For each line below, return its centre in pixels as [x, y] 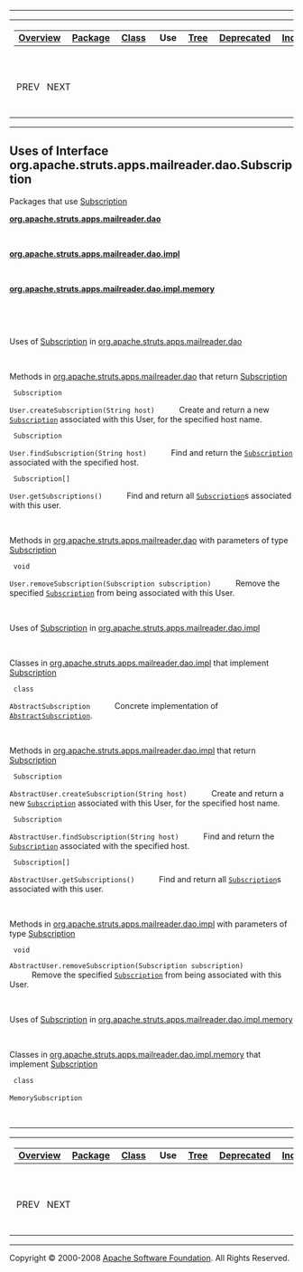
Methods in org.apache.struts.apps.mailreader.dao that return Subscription [148, 376]
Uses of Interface [59, 151]
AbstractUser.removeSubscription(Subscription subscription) [127, 966]
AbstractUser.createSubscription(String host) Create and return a [147, 793]
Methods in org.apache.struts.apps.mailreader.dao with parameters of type [149, 540]
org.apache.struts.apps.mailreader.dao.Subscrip [151, 165]
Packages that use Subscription [69, 201]
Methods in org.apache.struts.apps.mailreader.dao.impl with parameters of [148, 924]
